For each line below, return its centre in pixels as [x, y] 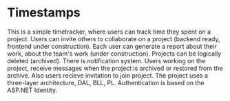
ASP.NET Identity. [32, 90]
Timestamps [44, 13]
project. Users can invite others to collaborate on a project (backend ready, [114, 38]
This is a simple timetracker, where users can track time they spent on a [109, 32]
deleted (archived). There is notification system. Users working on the [106, 60]
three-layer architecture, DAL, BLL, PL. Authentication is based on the [106, 82]
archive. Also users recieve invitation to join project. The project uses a [108, 75]
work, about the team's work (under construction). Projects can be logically [114, 54]
